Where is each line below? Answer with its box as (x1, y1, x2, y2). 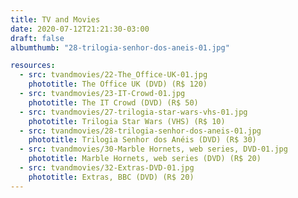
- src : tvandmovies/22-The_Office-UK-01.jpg (19, 70, 208, 80)
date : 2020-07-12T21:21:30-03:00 (10, 24, 150, 34)
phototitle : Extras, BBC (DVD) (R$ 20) (28, 172, 195, 182)
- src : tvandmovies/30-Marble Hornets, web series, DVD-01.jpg (19, 144, 288, 155)
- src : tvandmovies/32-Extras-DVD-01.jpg (19, 163, 195, 173)
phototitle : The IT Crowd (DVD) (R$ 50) (28, 97, 199, 108)
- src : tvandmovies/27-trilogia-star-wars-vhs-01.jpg (19, 107, 248, 117)
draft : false (10, 33, 65, 43)
